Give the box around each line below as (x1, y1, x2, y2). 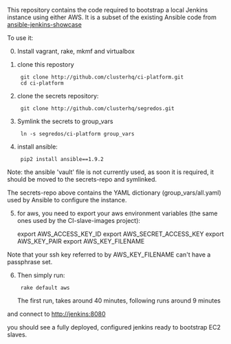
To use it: (7, 34, 34, 42)
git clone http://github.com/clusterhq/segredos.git (20, 105, 175, 112)
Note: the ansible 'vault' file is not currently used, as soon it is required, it (7, 168, 214, 176)
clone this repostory (16, 61, 74, 68)
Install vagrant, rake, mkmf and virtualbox (16, 47, 135, 55)
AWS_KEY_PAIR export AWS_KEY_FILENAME (16, 237, 145, 245)
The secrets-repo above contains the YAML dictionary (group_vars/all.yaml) (7, 189, 221, 197)
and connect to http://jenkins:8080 (7, 310, 106, 318)
